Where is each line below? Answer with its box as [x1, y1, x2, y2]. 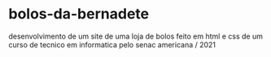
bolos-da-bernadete [8, 5, 149, 23]
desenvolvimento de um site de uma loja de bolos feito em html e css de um [8, 31, 263, 41]
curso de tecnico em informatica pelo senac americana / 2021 [8, 39, 216, 49]
